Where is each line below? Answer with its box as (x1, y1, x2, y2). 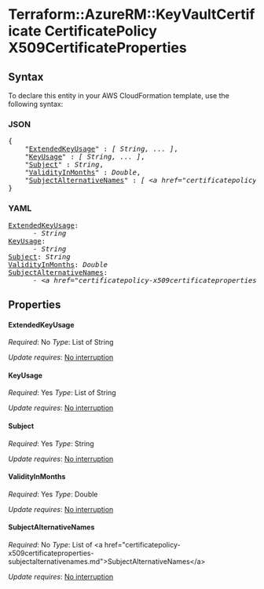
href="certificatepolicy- (104, 540, 181, 549)
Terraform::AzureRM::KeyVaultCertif (8, 5, 255, 24)
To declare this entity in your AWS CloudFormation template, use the (8, 91, 229, 100)
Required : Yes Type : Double (8, 489, 98, 499)
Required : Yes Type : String (8, 438, 94, 448)
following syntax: (8, 100, 64, 108)
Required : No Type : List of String (8, 338, 114, 347)
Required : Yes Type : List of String (8, 388, 116, 397)
